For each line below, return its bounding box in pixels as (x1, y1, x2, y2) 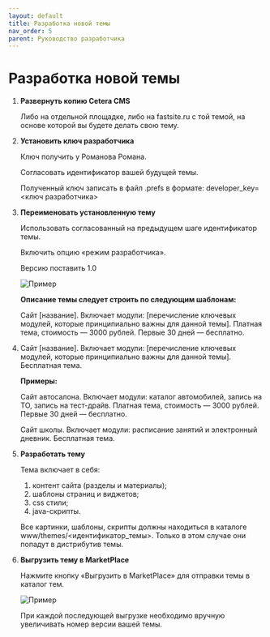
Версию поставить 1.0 (19, 263, 97, 273)
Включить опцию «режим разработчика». (19, 248, 166, 258)
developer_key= (205, 183, 259, 193)
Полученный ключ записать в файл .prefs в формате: (19, 183, 204, 193)
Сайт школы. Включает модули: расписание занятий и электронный (19, 425, 258, 434)
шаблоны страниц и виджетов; (32, 490, 139, 499)
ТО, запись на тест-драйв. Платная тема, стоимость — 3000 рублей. (19, 400, 259, 410)
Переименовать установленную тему (19, 207, 156, 217)
